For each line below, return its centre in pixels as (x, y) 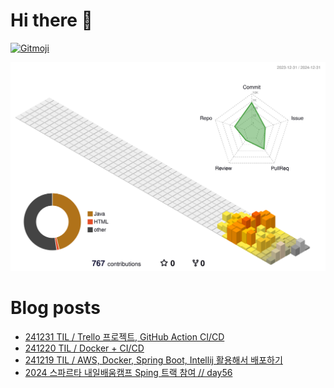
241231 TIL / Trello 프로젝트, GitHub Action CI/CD (124, 337)
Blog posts (55, 308)
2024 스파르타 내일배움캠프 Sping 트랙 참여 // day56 (128, 373)
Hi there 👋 (51, 20)
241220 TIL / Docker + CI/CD (84, 348)
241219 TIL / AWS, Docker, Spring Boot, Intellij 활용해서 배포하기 (153, 360)
